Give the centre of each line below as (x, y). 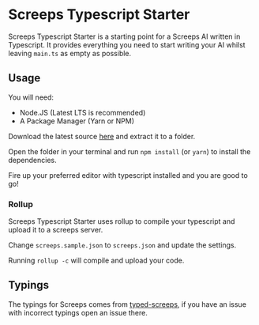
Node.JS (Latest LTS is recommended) (83, 112)
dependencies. (32, 160)
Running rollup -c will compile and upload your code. (96, 261)
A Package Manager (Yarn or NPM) (77, 121)
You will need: (31, 97)
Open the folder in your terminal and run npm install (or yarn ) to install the (129, 151)
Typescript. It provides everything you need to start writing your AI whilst (127, 44)
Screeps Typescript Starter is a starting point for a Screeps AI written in (124, 36)
